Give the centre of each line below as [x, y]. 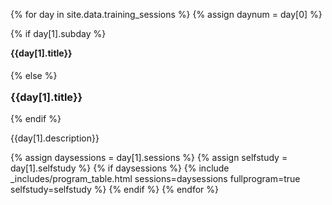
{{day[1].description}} [55, 138]
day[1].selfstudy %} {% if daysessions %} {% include [120, 168]
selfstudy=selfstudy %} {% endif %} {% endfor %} [114, 190]
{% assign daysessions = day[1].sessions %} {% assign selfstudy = [149, 158]
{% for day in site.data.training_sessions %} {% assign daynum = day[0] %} [166, 14]
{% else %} [34, 75]
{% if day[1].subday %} [58, 33]
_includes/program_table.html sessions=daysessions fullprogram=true [155, 179]
